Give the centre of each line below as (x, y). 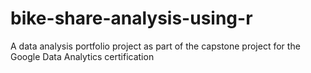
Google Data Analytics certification (82, 56)
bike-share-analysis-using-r (131, 18)
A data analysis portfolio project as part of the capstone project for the (155, 46)
